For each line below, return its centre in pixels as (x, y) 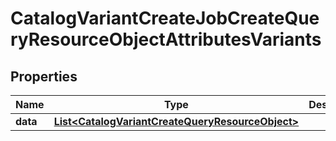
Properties (44, 76)
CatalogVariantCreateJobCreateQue (165, 18)
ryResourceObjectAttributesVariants (166, 39)
